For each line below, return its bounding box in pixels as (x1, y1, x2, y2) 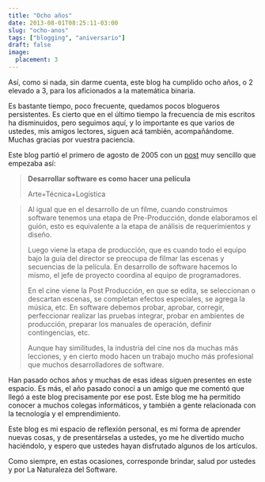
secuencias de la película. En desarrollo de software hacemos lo (27, 262, 237, 271)
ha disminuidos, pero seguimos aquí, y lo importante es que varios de (8, 118, 235, 127)
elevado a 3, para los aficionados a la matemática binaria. (8, 85, 196, 95)
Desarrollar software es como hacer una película (27, 173, 191, 183)
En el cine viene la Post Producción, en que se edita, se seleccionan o (27, 286, 256, 295)
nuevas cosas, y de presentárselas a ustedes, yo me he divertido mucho (8, 432, 244, 442)
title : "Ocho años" (8, 11, 73, 20)
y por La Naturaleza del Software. (8, 465, 118, 474)
